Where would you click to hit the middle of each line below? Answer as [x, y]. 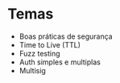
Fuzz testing [40, 53]
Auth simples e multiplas [60, 62]
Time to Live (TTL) [50, 44]
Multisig [32, 70]
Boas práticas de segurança [66, 36]
